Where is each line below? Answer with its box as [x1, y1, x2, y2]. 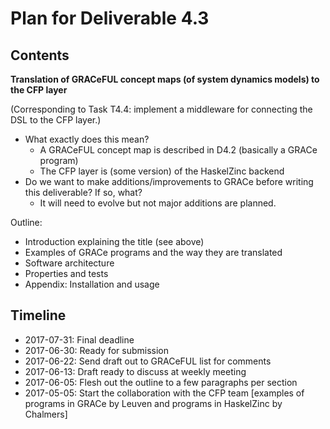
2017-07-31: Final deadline [24, 333, 135, 346]
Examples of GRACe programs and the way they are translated [24, 247, 283, 258]
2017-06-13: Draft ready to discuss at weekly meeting [24, 365, 247, 377]
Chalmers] [24, 408, 68, 420]
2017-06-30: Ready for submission [24, 344, 169, 356]
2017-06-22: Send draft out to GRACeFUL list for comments [24, 355, 272, 367]
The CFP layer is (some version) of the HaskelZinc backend [39, 165, 285, 177]
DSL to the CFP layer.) [10, 114, 102, 126]
